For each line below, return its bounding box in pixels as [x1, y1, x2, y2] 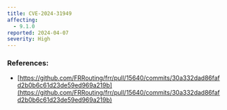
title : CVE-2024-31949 [7, 10, 72, 17]
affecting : [7, 16, 38, 23]
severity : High [7, 36, 51, 43]
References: [7, 58, 49, 68]
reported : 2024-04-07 [7, 29, 69, 36]
